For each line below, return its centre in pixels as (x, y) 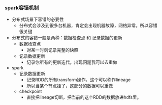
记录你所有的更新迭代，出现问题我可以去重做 (72, 62)
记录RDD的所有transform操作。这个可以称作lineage (79, 80)
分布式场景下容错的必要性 (38, 19)
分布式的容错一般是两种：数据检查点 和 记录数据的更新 (67, 38)
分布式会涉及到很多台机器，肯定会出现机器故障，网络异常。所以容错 (88, 26)
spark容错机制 (22, 7)
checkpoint (31, 91)
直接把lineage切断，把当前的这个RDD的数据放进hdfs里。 (84, 97)
